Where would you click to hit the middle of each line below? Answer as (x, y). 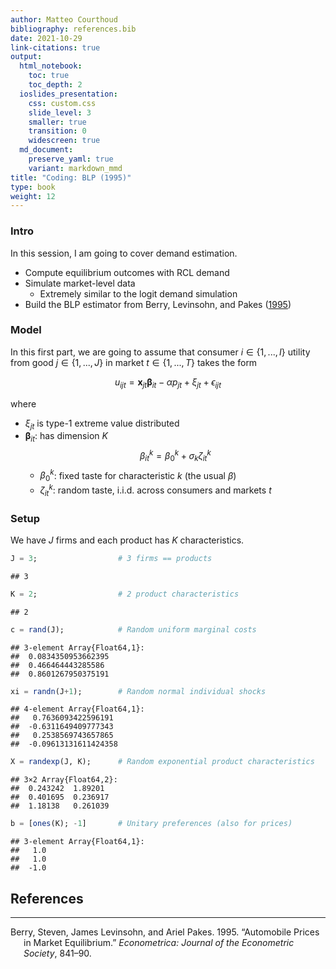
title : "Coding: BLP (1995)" (71, 177)
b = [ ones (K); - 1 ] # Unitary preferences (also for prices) (151, 824)
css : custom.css (62, 103)
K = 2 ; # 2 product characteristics (125, 594)
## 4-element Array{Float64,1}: (77, 709)
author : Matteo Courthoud (64, 19)
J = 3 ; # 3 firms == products (111, 558)
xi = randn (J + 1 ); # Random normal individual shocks (138, 691)
